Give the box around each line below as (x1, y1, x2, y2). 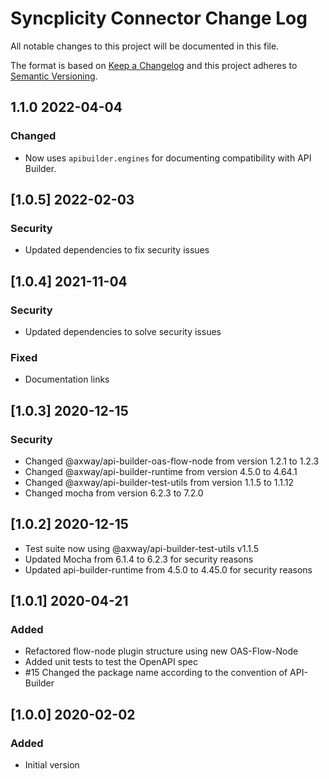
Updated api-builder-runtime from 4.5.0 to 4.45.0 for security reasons (24, 563, 313, 576)
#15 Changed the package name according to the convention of (24, 667, 288, 679)
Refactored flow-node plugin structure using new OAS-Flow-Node (24, 645, 299, 657)
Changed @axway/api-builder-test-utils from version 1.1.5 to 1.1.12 (24, 476, 295, 488)
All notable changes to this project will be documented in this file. (10, 40, 280, 52)
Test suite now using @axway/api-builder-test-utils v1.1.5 (24, 542, 260, 554)
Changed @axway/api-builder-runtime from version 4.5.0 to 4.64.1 (24, 465, 298, 477)
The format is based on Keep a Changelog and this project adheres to (10, 59, 298, 71)
